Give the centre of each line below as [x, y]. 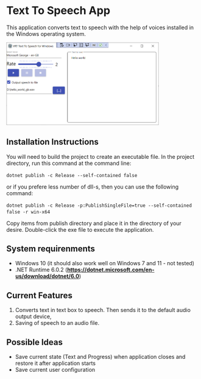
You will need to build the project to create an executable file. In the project [100, 156]
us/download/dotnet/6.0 [47, 276]
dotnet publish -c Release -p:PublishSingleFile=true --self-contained [99, 205]
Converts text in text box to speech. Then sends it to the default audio [103, 310]
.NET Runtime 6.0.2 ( [41, 270]
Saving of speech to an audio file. [57, 323]
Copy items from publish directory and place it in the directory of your [94, 223]
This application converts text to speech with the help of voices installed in [100, 27]
